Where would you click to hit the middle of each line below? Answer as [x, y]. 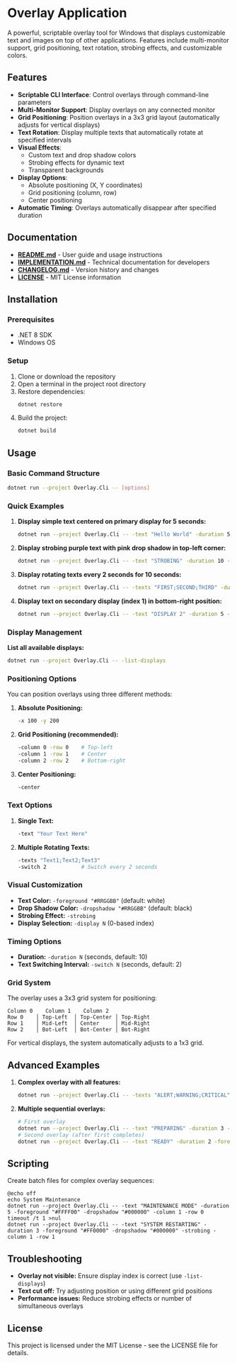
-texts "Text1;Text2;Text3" [59, 860]
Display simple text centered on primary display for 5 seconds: [112, 522]
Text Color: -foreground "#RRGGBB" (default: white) [91, 900]
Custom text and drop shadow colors [82, 155]
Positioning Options [42, 678]
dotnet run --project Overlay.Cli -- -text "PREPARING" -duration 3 [121, 1128]
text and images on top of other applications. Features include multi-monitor [118, 40]
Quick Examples [36, 506]
